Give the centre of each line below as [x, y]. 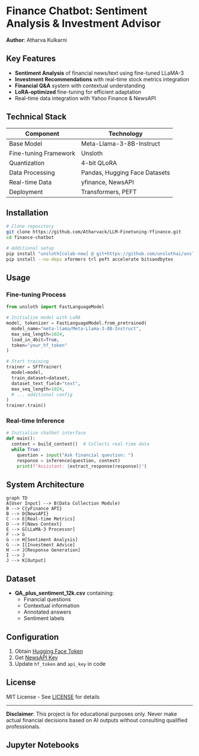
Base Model [26, 144]
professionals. [23, 726]
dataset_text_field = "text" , [46, 383]
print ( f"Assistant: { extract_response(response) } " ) [82, 466]
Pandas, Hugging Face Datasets [126, 172]
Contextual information [52, 606]
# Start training [28, 361]
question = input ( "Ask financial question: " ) [75, 455]
